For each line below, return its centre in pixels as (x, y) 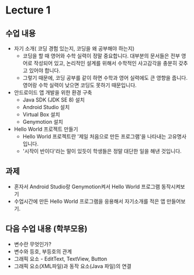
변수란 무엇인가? (33, 244)
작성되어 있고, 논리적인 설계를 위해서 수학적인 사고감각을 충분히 (105, 63)
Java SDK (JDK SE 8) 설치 (54, 100)
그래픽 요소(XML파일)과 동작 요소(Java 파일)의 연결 (73, 266)
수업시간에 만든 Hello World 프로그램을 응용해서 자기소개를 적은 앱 (90, 201)
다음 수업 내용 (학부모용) (46, 229)
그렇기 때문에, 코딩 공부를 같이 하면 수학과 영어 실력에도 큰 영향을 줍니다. (105, 78)
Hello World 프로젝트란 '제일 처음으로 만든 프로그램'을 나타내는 (94, 136)
